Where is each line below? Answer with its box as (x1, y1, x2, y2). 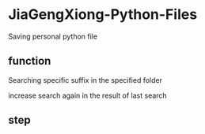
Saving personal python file (8, 32, 97, 41)
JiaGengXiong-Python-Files (8, 6, 198, 24)
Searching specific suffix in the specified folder (8, 75, 162, 84)
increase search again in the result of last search (8, 91, 168, 100)
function (8, 54, 51, 68)
